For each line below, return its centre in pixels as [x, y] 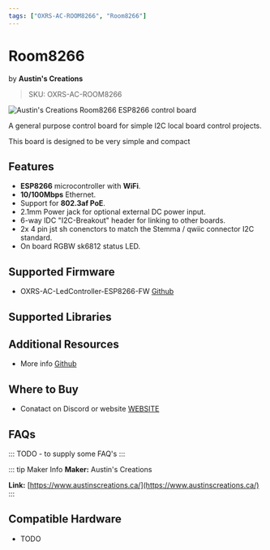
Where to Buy [43, 389]
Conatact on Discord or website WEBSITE [90, 409]
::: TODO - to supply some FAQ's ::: [67, 454]
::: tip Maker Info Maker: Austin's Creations [80, 470]
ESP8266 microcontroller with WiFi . [80, 186]
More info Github [48, 364]
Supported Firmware [62, 272]
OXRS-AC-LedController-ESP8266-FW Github [97, 292]
